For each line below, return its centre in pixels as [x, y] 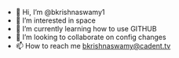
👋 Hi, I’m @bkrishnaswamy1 [60, 12]
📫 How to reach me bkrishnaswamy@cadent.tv [93, 46]
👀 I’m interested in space [55, 20]
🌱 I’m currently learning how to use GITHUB [86, 29]
